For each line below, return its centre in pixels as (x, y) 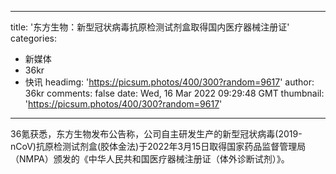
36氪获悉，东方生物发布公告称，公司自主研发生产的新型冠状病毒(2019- (156, 134)
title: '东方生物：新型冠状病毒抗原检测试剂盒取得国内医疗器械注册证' (150, 27)
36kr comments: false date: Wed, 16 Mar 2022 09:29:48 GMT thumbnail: (174, 93)
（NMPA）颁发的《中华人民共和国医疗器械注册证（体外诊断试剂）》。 (150, 159)
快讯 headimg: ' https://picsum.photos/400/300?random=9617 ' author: (169, 82)
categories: (33, 38)
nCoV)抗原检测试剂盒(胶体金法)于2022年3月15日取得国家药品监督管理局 (158, 146)
